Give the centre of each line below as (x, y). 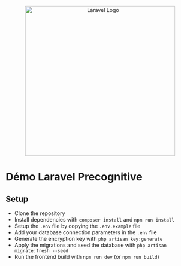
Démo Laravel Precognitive (74, 177)
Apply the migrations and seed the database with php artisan (90, 245)
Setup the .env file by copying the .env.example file (77, 226)
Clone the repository (40, 213)
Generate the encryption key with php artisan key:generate (88, 239)
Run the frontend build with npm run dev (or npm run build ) (87, 257)
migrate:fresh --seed (41, 251)
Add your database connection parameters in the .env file (85, 232)
